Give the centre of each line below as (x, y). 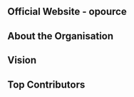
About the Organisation (61, 36)
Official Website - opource (67, 12)
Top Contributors (46, 85)
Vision (22, 60)
